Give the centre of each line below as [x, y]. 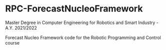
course [12, 42]
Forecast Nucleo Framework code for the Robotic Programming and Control [83, 37]
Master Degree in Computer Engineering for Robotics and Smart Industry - [82, 22]
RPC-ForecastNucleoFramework [74, 9]
